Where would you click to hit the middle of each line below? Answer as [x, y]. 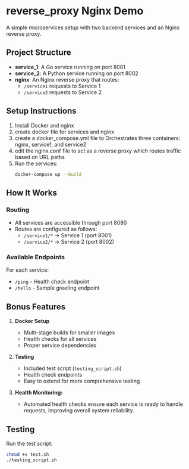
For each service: [28, 270]
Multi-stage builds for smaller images [69, 333]
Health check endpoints [53, 375]
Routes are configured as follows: [56, 229]
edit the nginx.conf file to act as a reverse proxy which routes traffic [98, 151]
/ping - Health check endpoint [52, 282]
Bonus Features [36, 307]
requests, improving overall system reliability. [79, 411]
